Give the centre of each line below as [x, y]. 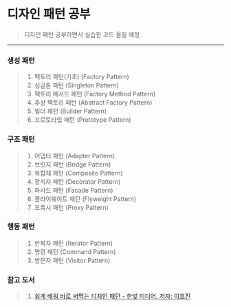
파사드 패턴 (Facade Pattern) [74, 190]
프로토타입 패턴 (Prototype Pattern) [83, 120]
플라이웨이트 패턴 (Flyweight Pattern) [85, 199]
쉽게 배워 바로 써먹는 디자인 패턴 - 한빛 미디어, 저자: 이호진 [112, 296]
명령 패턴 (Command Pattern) [75, 251]
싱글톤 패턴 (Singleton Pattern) [76, 85]
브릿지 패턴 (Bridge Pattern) [73, 164]
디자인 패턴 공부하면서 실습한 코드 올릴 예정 [82, 34]
